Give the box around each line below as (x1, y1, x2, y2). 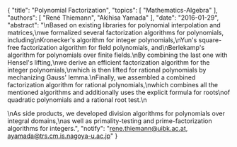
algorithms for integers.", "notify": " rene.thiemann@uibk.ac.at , (7, 124, 188, 132)
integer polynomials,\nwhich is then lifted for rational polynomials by (7, 66, 207, 74)
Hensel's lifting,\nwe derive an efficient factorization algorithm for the (7, 58, 210, 66)
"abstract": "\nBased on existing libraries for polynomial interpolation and (7, 21, 221, 29)
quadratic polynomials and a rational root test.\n (7, 96, 147, 104)
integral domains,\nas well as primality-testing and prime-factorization (7, 117, 212, 125)
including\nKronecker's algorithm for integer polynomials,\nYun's (7, 36, 197, 44)
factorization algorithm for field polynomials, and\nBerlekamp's (21, 44, 205, 51)
